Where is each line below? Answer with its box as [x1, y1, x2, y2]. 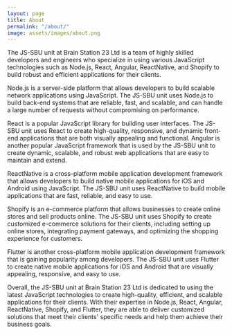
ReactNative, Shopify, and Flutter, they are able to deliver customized [7, 305, 204, 314]
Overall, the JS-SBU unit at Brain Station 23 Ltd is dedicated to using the [7, 283, 213, 291]
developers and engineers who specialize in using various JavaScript [7, 56, 205, 64]
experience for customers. [7, 235, 83, 243]
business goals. [7, 320, 52, 329]
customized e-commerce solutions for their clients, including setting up [7, 219, 211, 228]
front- [204, 127, 222, 135]
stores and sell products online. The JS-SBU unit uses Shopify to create [7, 212, 213, 221]
